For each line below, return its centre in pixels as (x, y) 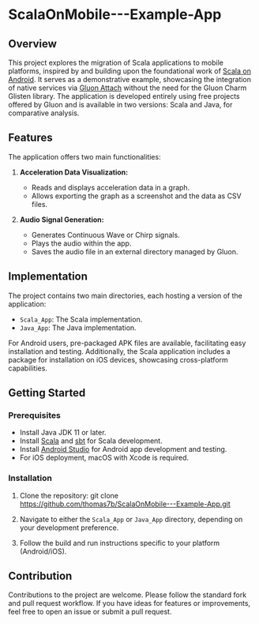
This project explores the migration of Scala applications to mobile (116, 62)
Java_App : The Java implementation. (78, 327)
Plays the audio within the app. (81, 243)
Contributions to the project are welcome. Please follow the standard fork (128, 595)
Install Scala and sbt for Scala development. (91, 441)
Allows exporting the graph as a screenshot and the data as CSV (137, 196)
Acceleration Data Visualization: (74, 172)
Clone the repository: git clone (69, 495)
